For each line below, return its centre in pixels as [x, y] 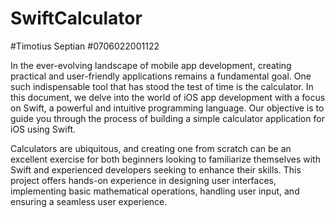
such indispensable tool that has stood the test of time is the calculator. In [162, 86]
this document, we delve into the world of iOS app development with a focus [168, 97]
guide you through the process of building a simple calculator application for [167, 118]
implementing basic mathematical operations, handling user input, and [155, 191]
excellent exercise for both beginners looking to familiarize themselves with [165, 159]
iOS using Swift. [43, 129]
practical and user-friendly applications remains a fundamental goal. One [161, 76]
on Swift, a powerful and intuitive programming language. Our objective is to [167, 108]
